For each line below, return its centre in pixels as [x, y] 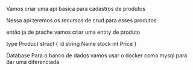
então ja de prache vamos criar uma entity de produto [73, 32]
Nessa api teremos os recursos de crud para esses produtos [81, 20]
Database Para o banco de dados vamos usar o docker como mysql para [97, 56]
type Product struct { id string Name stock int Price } [71, 44]
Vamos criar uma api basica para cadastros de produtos [76, 9]
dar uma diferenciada [33, 62]
